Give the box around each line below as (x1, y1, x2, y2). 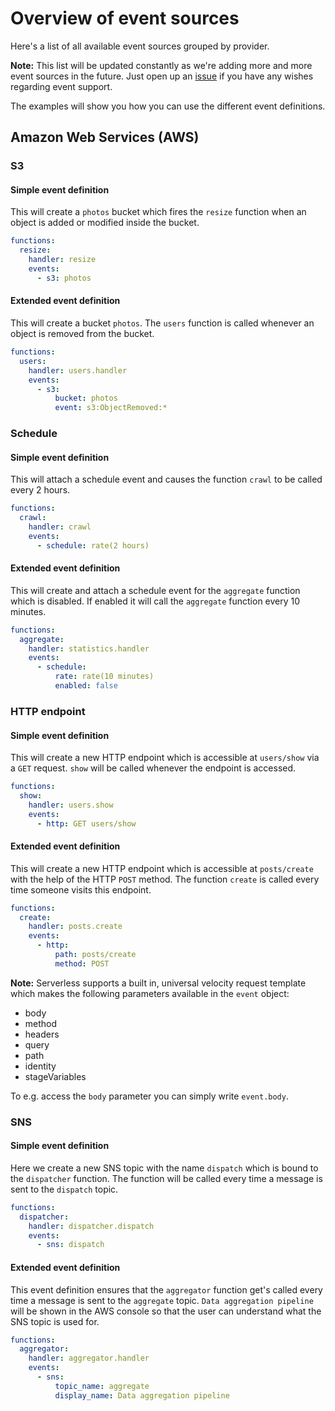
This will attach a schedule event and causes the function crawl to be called (10, 473, 323, 486)
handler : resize (28, 255, 97, 265)
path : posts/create (54, 950, 137, 960)
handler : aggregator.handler (28, 1353, 150, 1364)
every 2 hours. (10, 484, 71, 496)
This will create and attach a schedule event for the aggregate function (10, 584, 301, 596)
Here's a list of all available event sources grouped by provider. (10, 40, 270, 52)
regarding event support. (10, 80, 113, 92)
